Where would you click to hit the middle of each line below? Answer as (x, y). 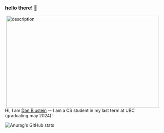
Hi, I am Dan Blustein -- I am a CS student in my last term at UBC (70, 110)
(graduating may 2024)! (29, 116)
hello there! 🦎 (21, 8)
